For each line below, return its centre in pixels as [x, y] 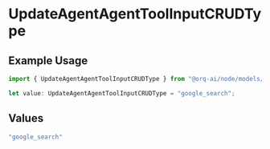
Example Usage [48, 60]
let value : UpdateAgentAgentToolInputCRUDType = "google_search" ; [122, 93]
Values [26, 118]
